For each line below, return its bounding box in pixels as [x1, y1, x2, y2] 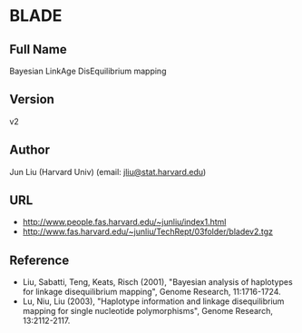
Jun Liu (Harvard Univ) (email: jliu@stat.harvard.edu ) [9, 166, 207, 177]
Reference [9, 252, 70, 268]
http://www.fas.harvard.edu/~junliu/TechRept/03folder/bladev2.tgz [22, 226, 274, 237]
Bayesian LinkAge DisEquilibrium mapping [9, 65, 167, 76]
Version [9, 92, 54, 107]
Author [9, 142, 50, 158]
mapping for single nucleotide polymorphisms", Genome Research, [22, 306, 274, 317]
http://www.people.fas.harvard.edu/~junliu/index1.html [22, 217, 227, 228]
